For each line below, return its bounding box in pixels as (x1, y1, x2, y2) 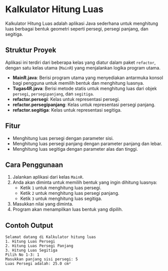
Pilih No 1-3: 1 (5, 252, 39, 257)
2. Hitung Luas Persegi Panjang (5, 244, 73, 249)
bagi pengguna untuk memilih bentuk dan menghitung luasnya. (12, 80, 144, 86)
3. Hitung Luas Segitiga (5, 248, 58, 253)
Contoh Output (5, 221, 53, 229)
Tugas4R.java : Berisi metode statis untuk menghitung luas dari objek (12, 85, 157, 91)
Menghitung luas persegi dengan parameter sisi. (12, 135, 114, 141)
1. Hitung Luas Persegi (5, 239, 56, 244)
